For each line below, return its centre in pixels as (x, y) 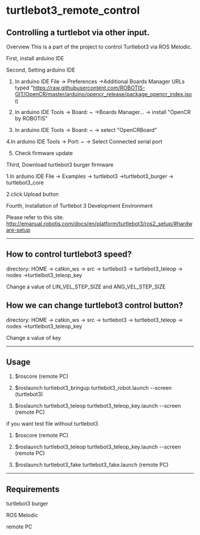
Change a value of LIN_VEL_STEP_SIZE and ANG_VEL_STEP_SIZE (86, 287)
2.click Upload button (32, 194)
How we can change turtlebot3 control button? (95, 305)
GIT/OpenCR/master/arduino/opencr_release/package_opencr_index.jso (103, 94)
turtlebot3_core (25, 182)
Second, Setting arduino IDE (41, 70)
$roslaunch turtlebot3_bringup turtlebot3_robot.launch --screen (93, 388)
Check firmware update (44, 153)
